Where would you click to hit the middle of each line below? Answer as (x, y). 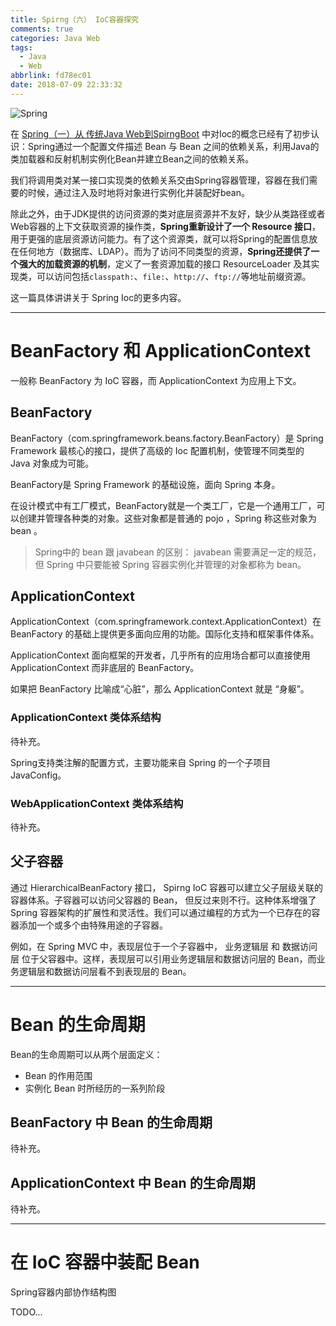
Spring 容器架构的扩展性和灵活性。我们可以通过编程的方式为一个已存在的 (161, 912)
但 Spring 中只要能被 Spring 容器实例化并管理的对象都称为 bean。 (170, 564)
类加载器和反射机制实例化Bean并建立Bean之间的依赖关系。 (132, 158)
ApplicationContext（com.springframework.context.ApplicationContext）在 (166, 622)
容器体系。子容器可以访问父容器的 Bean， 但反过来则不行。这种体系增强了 (163, 900)
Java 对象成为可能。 (52, 463)
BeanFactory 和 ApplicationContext (161, 350)
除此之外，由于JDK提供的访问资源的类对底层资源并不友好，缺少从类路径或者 (168, 213)
